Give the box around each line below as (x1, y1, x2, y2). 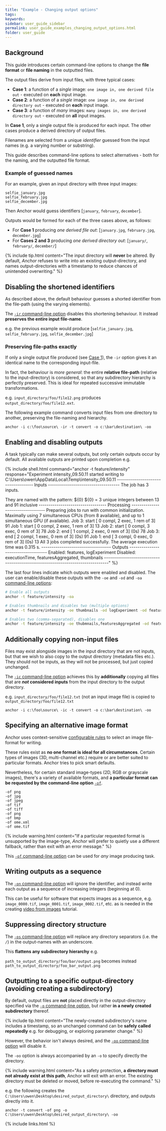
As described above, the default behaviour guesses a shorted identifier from (5, 296, 161, 301)
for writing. (19, 739, 42, 745)
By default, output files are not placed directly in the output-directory (5, 998, 146, 1004)
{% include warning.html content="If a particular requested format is (5, 833, 145, 838)
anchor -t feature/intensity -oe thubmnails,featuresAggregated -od (5, 621, 149, 626)
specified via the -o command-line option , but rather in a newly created (5, 1003, 152, 1009)
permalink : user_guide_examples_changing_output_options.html (5, 26, 136, 31)
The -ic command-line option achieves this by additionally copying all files (5, 674, 159, 680)
